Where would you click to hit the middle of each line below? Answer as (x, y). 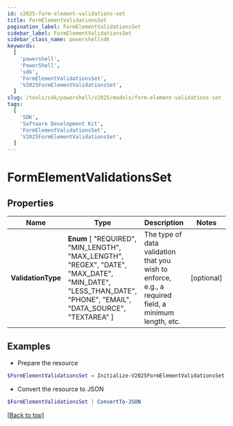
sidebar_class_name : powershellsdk (59, 40)
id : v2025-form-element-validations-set (67, 14)
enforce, (158, 278)
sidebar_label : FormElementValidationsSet (69, 33)
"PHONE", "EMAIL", (100, 300)
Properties (31, 203)
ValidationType (36, 278)
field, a (155, 304)
